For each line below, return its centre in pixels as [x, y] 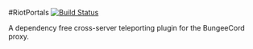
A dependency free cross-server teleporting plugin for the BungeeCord [126, 28]
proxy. [19, 37]
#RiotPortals [29, 12]
